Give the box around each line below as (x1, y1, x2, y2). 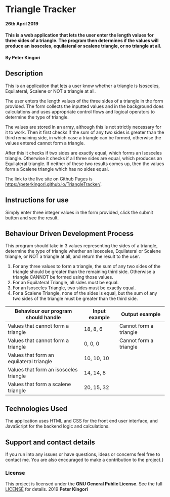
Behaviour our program (15, 308, 72, 315)
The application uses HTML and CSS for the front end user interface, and (5, 418, 158, 424)
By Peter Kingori (5, 54, 40, 60)
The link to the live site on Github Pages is (5, 176, 93, 182)
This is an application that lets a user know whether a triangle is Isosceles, (5, 83, 160, 89)
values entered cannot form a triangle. (5, 140, 85, 146)
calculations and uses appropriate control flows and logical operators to (5, 108, 155, 114)
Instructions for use (5, 196, 69, 205)
